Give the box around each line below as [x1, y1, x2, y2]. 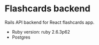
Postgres [11, 34, 31, 40]
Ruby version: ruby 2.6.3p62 [11, 29, 70, 35]
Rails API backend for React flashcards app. [4, 19, 95, 25]
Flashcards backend [4, 3, 91, 14]
